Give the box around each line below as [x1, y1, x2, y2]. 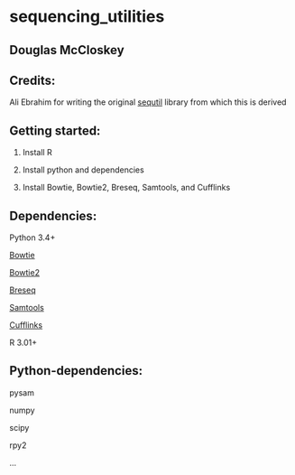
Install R [22, 147, 52, 158]
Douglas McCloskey [9, 42, 124, 58]
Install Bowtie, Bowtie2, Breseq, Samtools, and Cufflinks [22, 182, 231, 193]
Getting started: [9, 123, 101, 138]
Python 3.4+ [9, 232, 56, 243]
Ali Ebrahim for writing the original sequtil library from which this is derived [9, 97, 287, 107]
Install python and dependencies [22, 164, 144, 175]
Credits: [9, 72, 56, 88]
